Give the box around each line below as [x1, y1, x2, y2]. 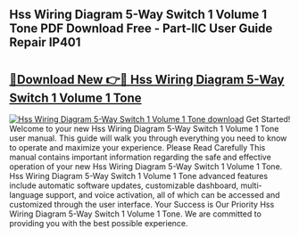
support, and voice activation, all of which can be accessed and [45, 190, 280, 200]
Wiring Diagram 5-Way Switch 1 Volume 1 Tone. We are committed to [9, 208, 262, 219]
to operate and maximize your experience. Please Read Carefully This [9, 143, 266, 152]
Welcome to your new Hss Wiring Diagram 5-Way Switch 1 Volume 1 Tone [9, 124, 279, 134]
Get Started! [245, 114, 291, 124]
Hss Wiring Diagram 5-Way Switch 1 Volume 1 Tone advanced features [9, 171, 269, 181]
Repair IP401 [9, 35, 81, 50]
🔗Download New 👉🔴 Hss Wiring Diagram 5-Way [9, 71, 285, 87]
